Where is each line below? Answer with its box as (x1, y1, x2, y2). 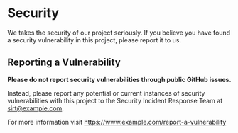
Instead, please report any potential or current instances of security (7, 88, 205, 97)
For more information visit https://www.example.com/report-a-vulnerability (7, 117, 227, 126)
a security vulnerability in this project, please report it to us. (7, 35, 182, 44)
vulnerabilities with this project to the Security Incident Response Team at (7, 96, 222, 105)
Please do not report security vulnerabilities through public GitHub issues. (7, 75, 232, 83)
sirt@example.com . (7, 104, 64, 112)
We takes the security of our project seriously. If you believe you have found (7, 28, 231, 37)
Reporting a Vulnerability (7, 57, 121, 69)
